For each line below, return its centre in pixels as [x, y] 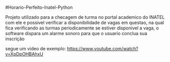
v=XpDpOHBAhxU [24, 54]
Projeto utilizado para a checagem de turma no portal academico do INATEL [85, 17]
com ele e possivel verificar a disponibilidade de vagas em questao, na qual [85, 23]
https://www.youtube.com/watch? [103, 49]
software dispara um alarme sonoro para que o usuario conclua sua [76, 33]
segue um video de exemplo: [36, 49]
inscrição [15, 39]
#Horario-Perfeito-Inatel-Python [39, 7]
